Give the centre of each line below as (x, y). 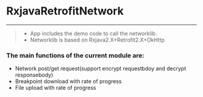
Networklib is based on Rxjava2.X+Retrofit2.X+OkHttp (97, 40)
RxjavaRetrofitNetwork (65, 11)
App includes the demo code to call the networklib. (93, 33)
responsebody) (34, 75)
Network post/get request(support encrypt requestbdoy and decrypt (100, 69)
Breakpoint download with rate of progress (68, 81)
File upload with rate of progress (56, 88)
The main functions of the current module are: (76, 55)
